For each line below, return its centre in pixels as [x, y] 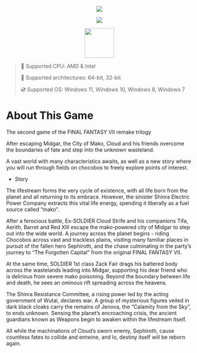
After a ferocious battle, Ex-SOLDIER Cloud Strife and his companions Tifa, [97, 221]
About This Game [50, 116]
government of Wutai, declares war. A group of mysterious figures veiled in [98, 300]
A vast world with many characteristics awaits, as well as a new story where [98, 161]
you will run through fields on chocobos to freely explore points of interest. [97, 167]
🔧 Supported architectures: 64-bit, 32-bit [71, 78]
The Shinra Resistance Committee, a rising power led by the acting [87, 294]
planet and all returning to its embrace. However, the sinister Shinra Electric [98, 197]
